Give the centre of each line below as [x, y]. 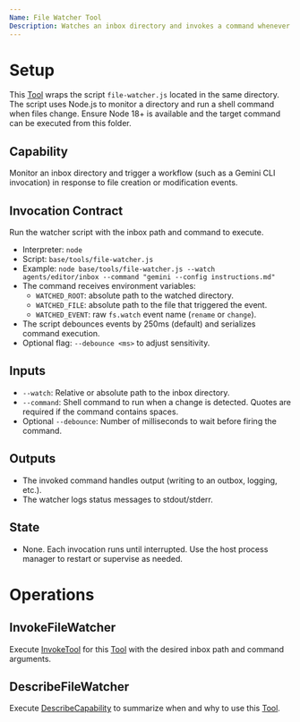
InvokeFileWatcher [63, 628]
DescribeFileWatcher [69, 687]
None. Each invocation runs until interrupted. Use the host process [145, 549]
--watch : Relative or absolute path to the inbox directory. [126, 392]
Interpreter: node [52, 250]
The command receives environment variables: [109, 286]
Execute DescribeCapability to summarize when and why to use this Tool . [145, 709]
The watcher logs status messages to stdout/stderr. [117, 499]
